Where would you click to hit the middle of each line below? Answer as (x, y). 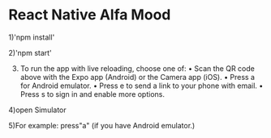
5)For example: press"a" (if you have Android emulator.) (102, 125)
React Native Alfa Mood (90, 15)
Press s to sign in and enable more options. (92, 94)
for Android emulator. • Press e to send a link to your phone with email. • (142, 86)
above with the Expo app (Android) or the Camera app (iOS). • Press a (138, 77)
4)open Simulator (37, 110)
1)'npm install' (32, 37)
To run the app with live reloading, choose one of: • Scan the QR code (138, 68)
